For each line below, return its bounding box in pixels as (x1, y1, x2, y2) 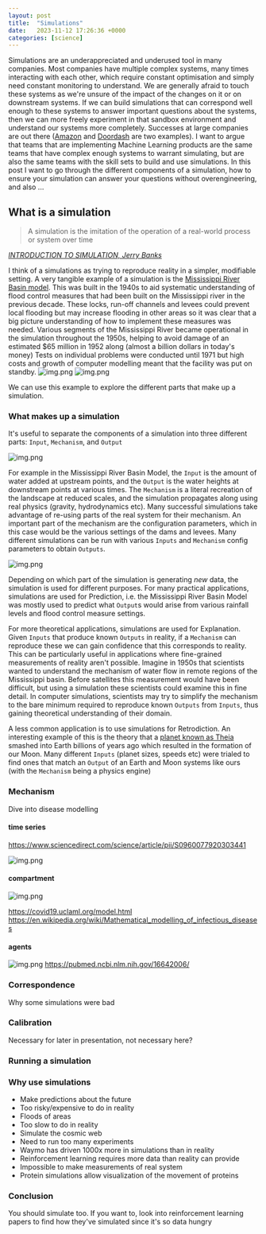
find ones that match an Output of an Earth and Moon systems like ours (8, 758, 241, 767)
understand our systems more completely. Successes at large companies (8, 123, 249, 133)
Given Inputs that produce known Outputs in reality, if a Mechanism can (8, 633, 237, 642)
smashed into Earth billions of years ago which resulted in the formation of (8, 741, 253, 751)
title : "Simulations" (8, 19, 83, 27)
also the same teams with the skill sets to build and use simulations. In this (8, 157, 252, 167)
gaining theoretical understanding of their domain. (8, 708, 172, 718)
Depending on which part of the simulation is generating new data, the (8, 575, 239, 584)
